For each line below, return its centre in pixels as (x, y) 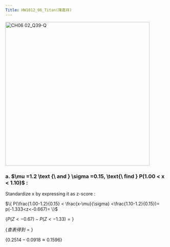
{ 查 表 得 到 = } (19, 229)
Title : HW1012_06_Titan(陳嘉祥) (39, 10)
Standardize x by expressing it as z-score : (50, 194)
